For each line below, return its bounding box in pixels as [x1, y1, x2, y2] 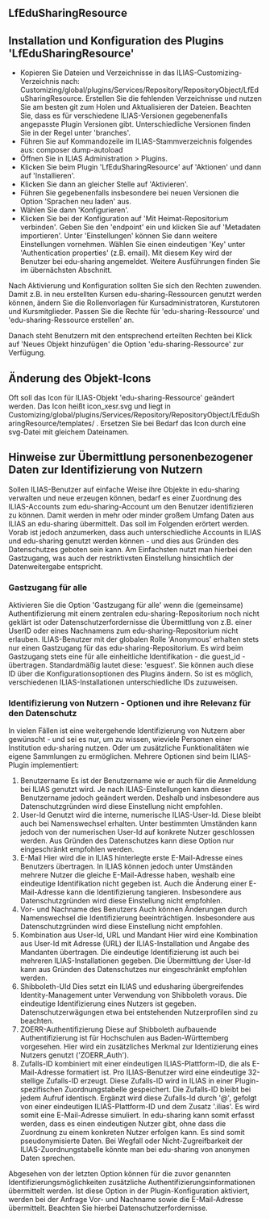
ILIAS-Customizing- [177, 68, 243, 77]
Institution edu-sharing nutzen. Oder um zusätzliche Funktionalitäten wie [8, 743, 250, 753]
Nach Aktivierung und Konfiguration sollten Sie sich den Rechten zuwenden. [8, 281, 262, 291]
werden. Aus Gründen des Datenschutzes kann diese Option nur [19, 836, 235, 846]
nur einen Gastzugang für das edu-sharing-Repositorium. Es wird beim [8, 643, 243, 653]
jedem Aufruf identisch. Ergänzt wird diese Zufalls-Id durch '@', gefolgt [19, 1093, 257, 1103]
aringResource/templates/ [8, 419, 95, 429]
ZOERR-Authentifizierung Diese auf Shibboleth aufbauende [19, 1024, 217, 1034]
